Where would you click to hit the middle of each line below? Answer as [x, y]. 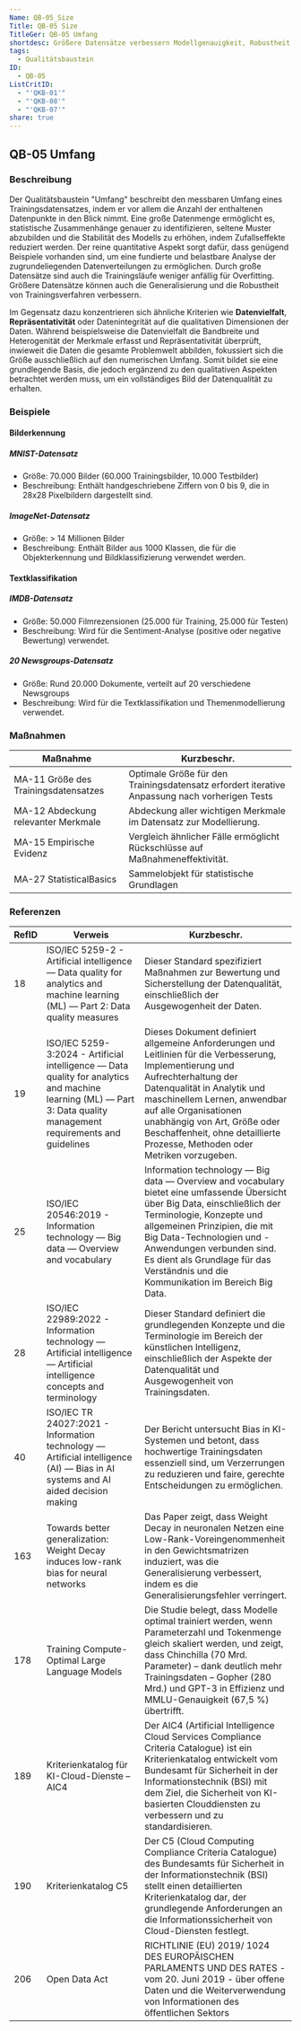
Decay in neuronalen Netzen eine [215, 1528]
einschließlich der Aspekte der [209, 1358]
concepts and [75, 1386]
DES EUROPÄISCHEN [189, 1956]
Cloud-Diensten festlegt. [197, 1931]
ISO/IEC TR [69, 1412]
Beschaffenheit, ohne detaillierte [213, 1133]
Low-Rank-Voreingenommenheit [215, 1539]
